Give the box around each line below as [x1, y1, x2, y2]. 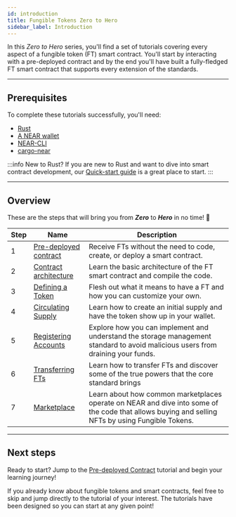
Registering [33, 332, 72, 341]
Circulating [33, 303, 70, 312]
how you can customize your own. [88, 291, 202, 301]
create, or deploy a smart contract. [88, 251, 203, 260]
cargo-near [17, 147, 51, 155]
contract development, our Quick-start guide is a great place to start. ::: [7, 168, 214, 176]
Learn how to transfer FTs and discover [88, 360, 218, 369]
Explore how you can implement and [88, 322, 209, 332]
